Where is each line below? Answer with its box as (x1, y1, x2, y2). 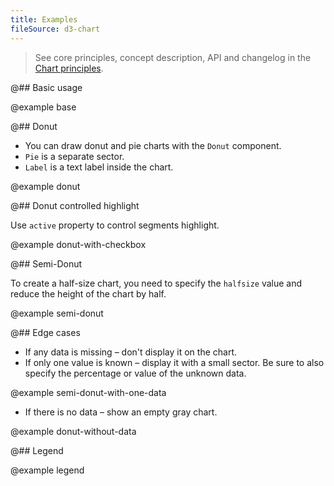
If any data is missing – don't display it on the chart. (24, 346, 238, 358)
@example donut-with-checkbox (10, 238, 147, 250)
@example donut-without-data (10, 425, 137, 437)
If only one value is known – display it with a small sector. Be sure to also (24, 356, 325, 368)
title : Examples (10, 14, 78, 25)
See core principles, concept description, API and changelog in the (34, 51, 312, 63)
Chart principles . (34, 62, 104, 74)
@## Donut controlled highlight (10, 199, 140, 211)
